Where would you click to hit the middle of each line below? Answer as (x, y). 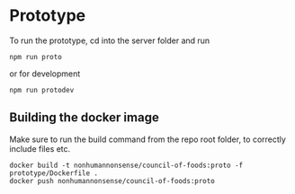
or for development (45, 74)
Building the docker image (84, 118)
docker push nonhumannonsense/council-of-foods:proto (112, 181)
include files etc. (40, 148)
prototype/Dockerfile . (54, 173)
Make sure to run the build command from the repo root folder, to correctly (147, 139)
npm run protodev (42, 90)
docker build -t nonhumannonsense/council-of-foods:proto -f (126, 165)
